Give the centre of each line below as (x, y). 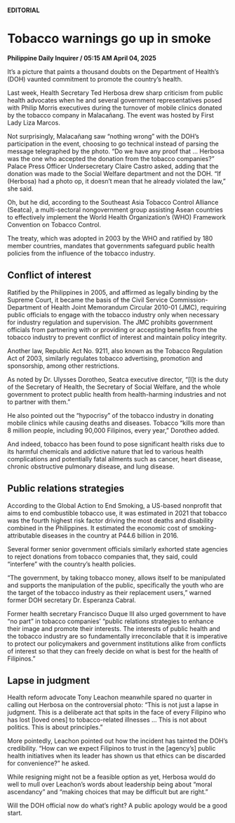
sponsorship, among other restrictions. (63, 366)
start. (15, 813)
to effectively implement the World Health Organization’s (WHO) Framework (116, 217)
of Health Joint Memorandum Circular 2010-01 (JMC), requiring (135, 307)
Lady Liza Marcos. (34, 122)
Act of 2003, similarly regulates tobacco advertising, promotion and (105, 358)
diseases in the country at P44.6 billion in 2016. (110, 535)
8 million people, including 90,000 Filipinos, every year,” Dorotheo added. (113, 430)
